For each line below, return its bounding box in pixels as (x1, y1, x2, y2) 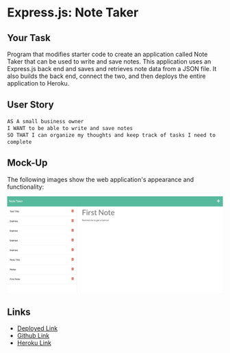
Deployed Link (16, 324, 58, 332)
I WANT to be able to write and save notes (7, 125, 133, 131)
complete (7, 138, 32, 145)
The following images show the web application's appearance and (7, 175, 194, 183)
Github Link (16, 332, 50, 340)
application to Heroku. (7, 79, 70, 87)
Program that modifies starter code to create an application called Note (7, 50, 208, 58)
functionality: (7, 183, 44, 191)
